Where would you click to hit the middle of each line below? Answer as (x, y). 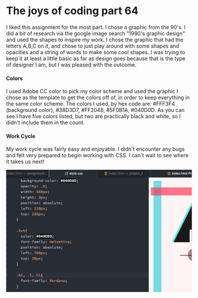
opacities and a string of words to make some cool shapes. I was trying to (96, 52)
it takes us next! (25, 162)
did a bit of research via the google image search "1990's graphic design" (96, 33)
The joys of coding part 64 (72, 11)
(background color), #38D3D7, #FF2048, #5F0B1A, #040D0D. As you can (95, 110)
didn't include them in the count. (45, 122)
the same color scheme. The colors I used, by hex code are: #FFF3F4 (90, 104)
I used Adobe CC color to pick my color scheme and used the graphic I (92, 91)
